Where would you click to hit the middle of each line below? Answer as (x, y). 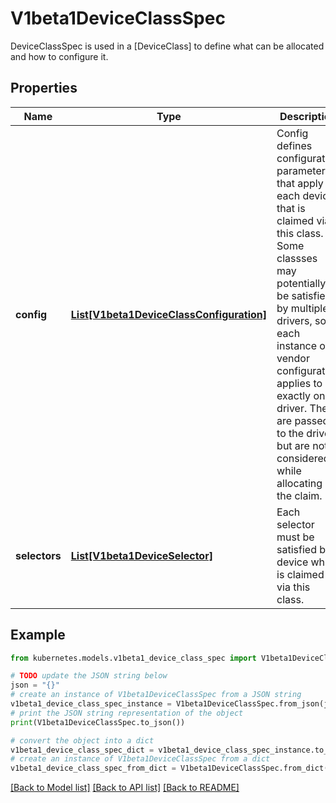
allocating (299, 483)
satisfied (296, 549)
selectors (38, 555)
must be (295, 537)
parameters (304, 170)
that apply (300, 183)
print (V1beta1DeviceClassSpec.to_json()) (98, 722)
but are (293, 445)
